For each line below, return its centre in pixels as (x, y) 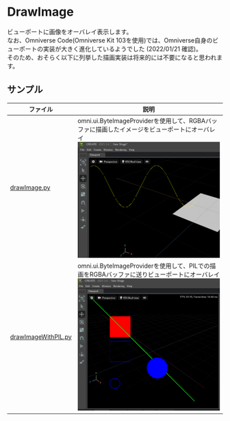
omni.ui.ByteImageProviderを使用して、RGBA (142, 120)
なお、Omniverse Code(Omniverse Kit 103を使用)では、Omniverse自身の (110, 40)
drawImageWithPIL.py (41, 337)
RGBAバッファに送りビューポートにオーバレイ (155, 275)
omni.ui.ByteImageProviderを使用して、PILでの (144, 266)
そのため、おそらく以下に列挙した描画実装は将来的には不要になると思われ (112, 57)
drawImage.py (30, 188)
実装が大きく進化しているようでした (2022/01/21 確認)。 (122, 49)
